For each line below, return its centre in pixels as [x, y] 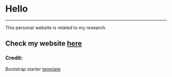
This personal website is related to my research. [56, 27]
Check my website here [44, 44]
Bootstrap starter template [33, 69]
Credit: [14, 58]
